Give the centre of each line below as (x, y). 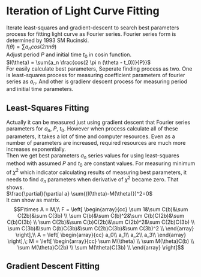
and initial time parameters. (40, 89)
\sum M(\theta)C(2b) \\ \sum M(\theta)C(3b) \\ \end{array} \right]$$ (101, 247)
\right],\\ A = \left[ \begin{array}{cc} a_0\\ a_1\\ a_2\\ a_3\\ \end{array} (101, 235)
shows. (15, 187)
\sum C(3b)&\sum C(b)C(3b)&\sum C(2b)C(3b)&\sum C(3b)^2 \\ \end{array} (101, 228)
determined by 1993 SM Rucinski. (48, 40)
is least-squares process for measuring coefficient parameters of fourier (96, 75)
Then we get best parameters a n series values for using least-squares (93, 156)
